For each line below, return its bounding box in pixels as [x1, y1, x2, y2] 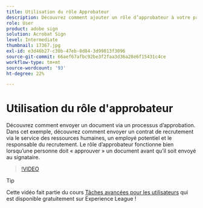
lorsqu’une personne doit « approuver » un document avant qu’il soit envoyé [6, 147, 196, 154]
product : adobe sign [6, 25, 59, 32]
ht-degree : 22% [6, 71, 45, 77]
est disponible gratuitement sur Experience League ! [6, 195, 137, 203]
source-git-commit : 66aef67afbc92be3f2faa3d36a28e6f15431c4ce [6, 54, 166, 60]
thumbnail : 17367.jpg [6, 43, 61, 49]
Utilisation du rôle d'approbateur [6, 102, 173, 115]
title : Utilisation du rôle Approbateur [6, 8, 110, 15]
